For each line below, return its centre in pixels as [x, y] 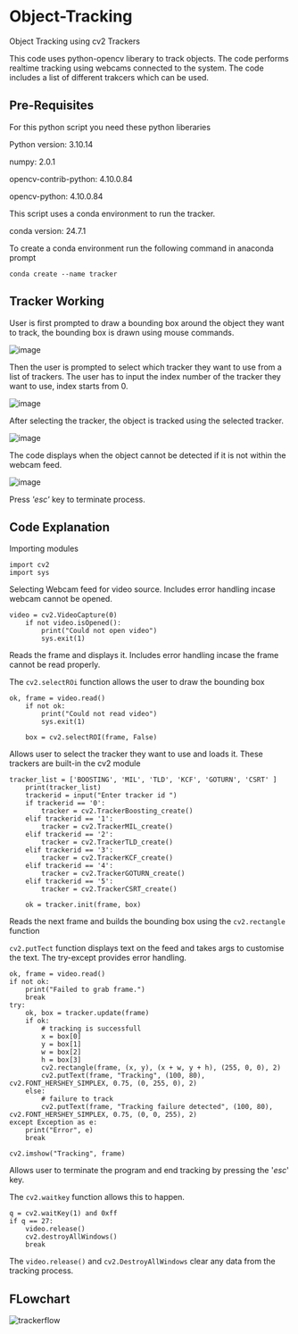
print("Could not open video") [99, 631]
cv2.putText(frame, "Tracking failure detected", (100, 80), [157, 1107]
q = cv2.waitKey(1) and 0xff [63, 1213]
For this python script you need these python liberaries [110, 127]
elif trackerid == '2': [70, 835]
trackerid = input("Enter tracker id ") [101, 796]
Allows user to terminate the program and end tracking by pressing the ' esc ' [149, 1171]
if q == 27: [31, 1221]
